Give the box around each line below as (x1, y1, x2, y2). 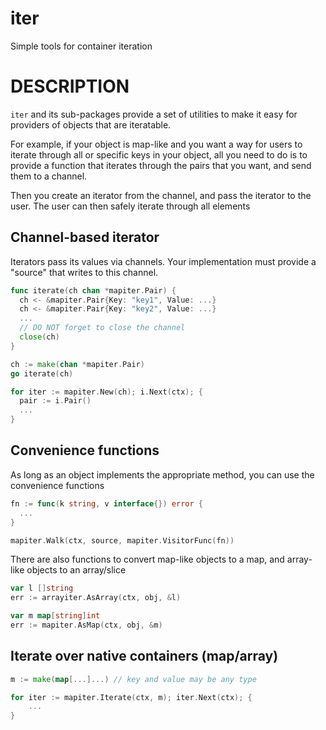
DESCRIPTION (10, 75, 130, 98)
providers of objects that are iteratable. (10, 118, 172, 131)
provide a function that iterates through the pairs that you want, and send (10, 159, 312, 171)
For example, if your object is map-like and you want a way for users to (10, 138, 303, 150)
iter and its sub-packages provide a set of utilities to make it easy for (10, 108, 298, 120)
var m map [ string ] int (10, 611, 101, 621)
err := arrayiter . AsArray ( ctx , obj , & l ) (10, 593, 182, 603)
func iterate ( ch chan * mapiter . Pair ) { (10, 285, 177, 296)
